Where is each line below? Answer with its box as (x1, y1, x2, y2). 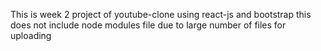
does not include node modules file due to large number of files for (10, 19, 287, 31)
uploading (10, 30, 52, 41)
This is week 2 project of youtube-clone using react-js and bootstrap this (10, 9, 312, 20)
